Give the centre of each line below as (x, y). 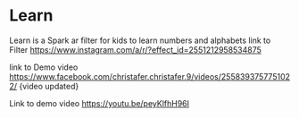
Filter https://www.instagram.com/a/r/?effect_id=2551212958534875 (135, 49)
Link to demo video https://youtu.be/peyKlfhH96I (100, 103)
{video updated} (49, 86)
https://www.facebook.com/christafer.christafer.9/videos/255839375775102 (150, 76)
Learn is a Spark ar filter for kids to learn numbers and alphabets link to (140, 40)
